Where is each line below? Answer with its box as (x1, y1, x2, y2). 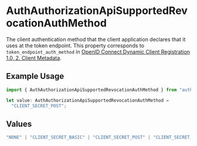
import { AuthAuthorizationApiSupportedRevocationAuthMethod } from (6, 86, 177, 93)
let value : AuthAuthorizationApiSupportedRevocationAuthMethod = (6, 98, 169, 103)
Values (6, 119, 32, 129)
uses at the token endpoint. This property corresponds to (6, 42, 145, 49)
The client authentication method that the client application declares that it (6, 36, 186, 43)
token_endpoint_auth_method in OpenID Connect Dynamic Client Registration (6, 48, 191, 55)
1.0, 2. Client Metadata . (6, 54, 62, 61)
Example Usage (6, 71, 64, 81)
